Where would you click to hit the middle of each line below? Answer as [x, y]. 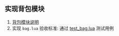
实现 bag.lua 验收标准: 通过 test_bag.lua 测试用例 [63, 28]
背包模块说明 [25, 22]
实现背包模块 [25, 9]
